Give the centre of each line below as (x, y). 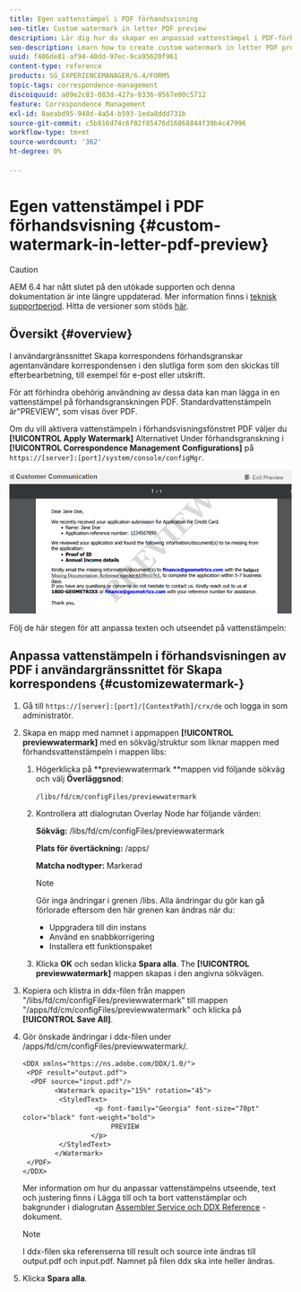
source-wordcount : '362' (56, 142)
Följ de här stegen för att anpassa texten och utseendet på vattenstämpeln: (148, 627)
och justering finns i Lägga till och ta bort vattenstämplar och (134, 1197)
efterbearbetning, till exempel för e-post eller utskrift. (107, 375)
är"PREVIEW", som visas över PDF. (73, 411)
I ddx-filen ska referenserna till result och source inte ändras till (139, 1251)
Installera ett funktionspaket (100, 946)
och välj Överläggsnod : (79, 778)
